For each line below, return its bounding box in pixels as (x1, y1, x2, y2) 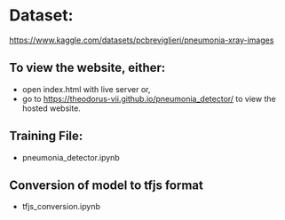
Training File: (9, 129, 83, 144)
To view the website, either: (9, 60, 166, 75)
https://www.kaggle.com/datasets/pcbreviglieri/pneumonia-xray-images (9, 35, 274, 45)
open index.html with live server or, (21, 83, 151, 94)
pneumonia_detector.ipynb (21, 152, 120, 162)
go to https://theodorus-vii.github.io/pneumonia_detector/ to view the (21, 93, 277, 104)
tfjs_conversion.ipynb (21, 201, 100, 212)
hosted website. (21, 103, 82, 114)
